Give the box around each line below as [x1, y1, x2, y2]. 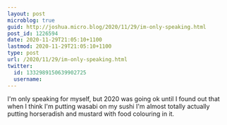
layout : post [7, 10, 46, 18]
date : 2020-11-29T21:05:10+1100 [7, 37, 102, 44]
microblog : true [7, 17, 55, 24]
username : [13, 75, 42, 83]
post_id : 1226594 [7, 29, 59, 37]
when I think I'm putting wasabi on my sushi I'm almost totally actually [7, 103, 210, 111]
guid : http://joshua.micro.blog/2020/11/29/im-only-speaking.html [7, 23, 207, 30]
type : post [7, 50, 39, 57]
